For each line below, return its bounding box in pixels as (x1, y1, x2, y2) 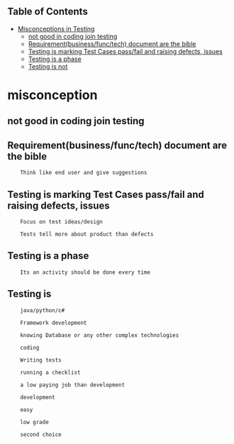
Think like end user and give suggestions (20, 170, 147, 177)
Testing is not (28, 62, 68, 70)
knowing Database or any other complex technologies (20, 331, 179, 339)
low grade (20, 418, 50, 426)
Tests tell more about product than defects (20, 231, 154, 238)
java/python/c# (20, 306, 65, 314)
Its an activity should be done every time (20, 269, 151, 276)
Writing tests (20, 356, 62, 364)
